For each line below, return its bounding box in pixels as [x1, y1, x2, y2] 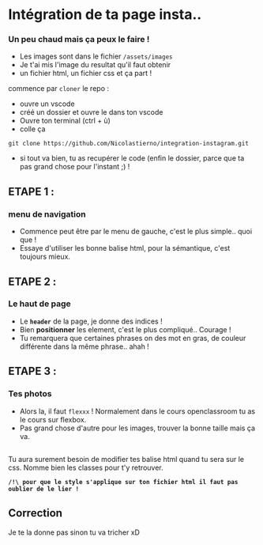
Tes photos [8, 388, 52, 399]
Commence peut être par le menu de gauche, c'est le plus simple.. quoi [19, 227, 253, 237]
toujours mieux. [19, 252, 71, 262]
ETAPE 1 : [8, 184, 54, 199]
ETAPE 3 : [8, 365, 57, 378]
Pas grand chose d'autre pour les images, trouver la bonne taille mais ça [19, 423, 255, 433]
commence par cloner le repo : [8, 84, 109, 93]
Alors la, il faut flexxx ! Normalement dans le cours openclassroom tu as [19, 406, 255, 416]
